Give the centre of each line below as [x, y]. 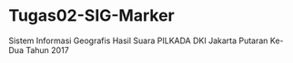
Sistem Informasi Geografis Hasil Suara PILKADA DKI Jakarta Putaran [138, 40]
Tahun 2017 [47, 49]
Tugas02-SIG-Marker [91, 16]
